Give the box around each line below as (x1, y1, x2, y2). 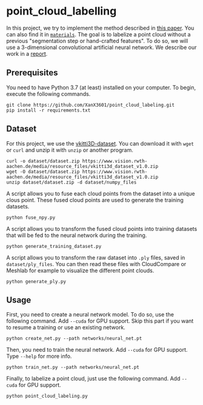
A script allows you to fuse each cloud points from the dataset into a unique (6, 190, 195, 197)
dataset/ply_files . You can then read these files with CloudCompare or (6, 260, 187, 267)
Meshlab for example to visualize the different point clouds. (6, 267, 155, 274)
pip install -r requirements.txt (6, 107, 91, 113)
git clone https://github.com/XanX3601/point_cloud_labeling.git (6, 102, 175, 108)
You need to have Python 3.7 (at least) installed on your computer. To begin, (6, 84, 196, 91)
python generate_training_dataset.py (6, 243, 102, 249)
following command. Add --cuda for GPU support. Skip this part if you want (6, 317, 194, 325)
